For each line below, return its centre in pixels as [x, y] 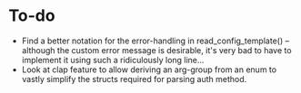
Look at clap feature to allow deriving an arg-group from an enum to [149, 70]
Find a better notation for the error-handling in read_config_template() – [156, 41]
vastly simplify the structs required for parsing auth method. [134, 79]
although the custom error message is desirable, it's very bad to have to [156, 50]
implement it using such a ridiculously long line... [113, 60]
